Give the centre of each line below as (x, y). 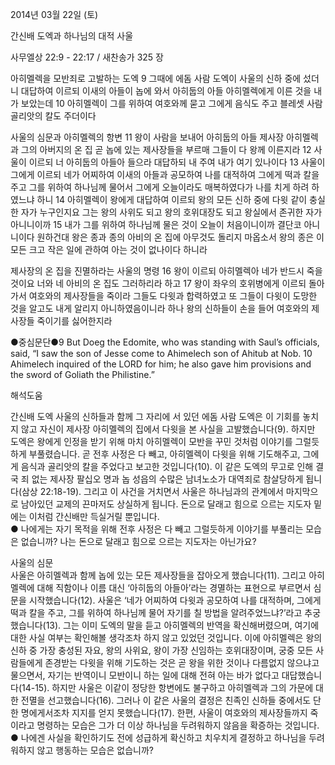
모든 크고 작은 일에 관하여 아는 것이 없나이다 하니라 (109, 249)
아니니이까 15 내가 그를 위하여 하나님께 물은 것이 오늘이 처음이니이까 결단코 (156, 224)
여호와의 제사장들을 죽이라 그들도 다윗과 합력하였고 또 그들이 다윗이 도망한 (173, 296)
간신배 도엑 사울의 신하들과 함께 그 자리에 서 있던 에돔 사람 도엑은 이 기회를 (155, 416)
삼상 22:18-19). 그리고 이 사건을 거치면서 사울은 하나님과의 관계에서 (152, 491)
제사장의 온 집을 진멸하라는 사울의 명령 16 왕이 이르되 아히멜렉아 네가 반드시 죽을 (166, 271)
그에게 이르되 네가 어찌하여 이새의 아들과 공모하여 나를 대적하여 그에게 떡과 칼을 (165, 174)
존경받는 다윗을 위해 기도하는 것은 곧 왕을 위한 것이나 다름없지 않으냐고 (182, 662)
